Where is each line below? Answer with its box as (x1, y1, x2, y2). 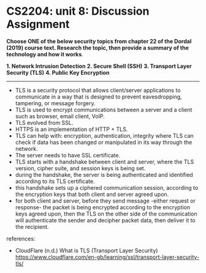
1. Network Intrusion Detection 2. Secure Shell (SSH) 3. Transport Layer (6, 62, 192, 70)
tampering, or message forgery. (15, 99, 96, 107)
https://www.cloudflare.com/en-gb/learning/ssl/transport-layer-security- (15, 253, 200, 261)
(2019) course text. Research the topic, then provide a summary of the (6, 44, 189, 51)
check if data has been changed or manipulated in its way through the (15, 138, 193, 146)
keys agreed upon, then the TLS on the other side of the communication (15, 210, 197, 217)
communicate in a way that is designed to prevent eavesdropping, (15, 93, 182, 100)
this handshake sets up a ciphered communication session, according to (15, 184, 199, 191)
